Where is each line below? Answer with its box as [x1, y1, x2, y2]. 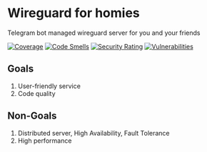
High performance [17, 136, 72, 145]
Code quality [17, 89, 56, 97]
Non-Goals [7, 110, 57, 122]
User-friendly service [17, 82, 81, 90]
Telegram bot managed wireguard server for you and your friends [7, 28, 201, 37]
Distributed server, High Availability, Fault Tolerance [17, 129, 170, 137]
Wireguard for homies [7, 5, 141, 21]
